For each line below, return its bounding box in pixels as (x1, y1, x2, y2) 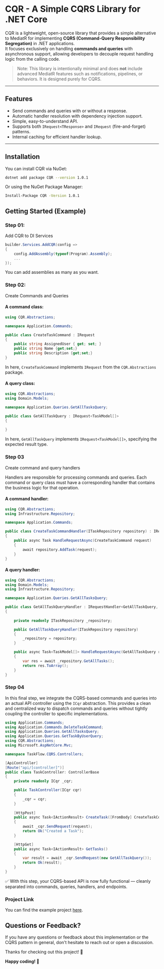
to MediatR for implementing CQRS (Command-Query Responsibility (5, 35, 145, 41)
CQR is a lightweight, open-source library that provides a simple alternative (5, 30, 156, 36)
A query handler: (5, 567, 41, 573)
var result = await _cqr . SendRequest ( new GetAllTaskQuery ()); (22, 856, 152, 861)
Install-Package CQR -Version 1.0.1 (5, 194, 80, 198)
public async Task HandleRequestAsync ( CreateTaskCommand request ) (14, 538, 152, 543)
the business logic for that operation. (5, 484, 79, 490)
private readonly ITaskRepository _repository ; (14, 618, 112, 623)
